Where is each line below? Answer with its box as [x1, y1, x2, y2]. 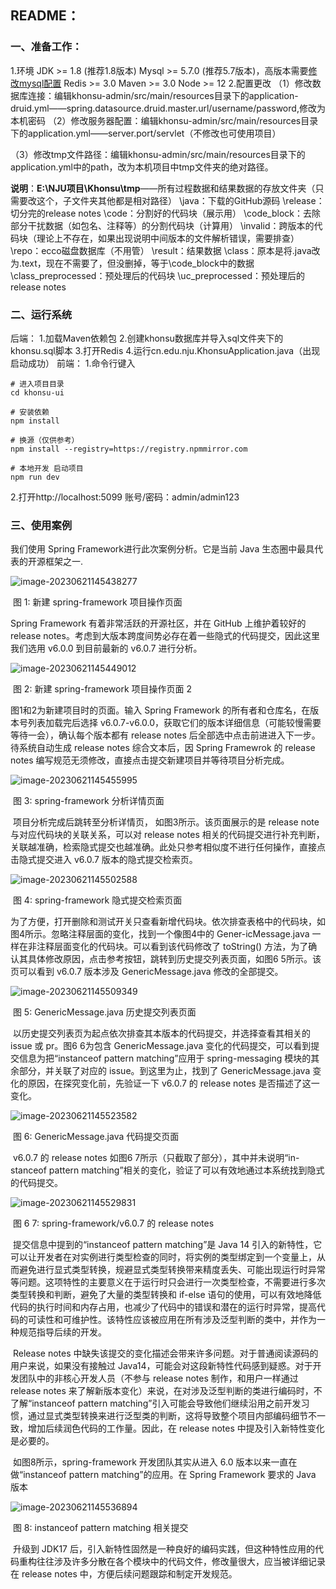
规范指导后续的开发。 [18, 1326, 107, 1338]
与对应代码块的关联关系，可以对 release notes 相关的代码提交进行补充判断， [10, 829, 325, 841]
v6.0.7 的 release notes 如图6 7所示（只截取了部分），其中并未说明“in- [12, 1152, 300, 1164]
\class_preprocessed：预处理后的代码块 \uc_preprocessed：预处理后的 [10, 269, 305, 281]
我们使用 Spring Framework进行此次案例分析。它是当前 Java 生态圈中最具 [10, 543, 315, 555]
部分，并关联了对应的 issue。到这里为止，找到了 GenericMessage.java [18, 1065, 311, 1077]
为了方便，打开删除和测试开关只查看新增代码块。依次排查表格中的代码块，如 [10, 916, 326, 928]
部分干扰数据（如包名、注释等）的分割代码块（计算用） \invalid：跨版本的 [10, 219, 315, 231]
